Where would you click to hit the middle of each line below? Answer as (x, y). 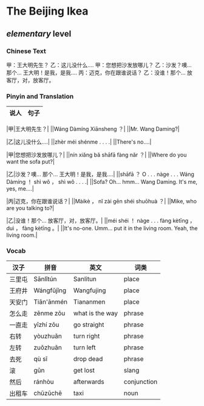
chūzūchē (48, 393)
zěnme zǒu (49, 313)
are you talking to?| (30, 208)
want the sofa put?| (30, 162)
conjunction (141, 382)
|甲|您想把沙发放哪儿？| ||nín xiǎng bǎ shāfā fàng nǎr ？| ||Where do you (97, 155)
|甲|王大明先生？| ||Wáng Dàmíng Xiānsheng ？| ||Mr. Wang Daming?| (93, 129)
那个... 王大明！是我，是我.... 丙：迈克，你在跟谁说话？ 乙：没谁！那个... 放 (100, 72)
